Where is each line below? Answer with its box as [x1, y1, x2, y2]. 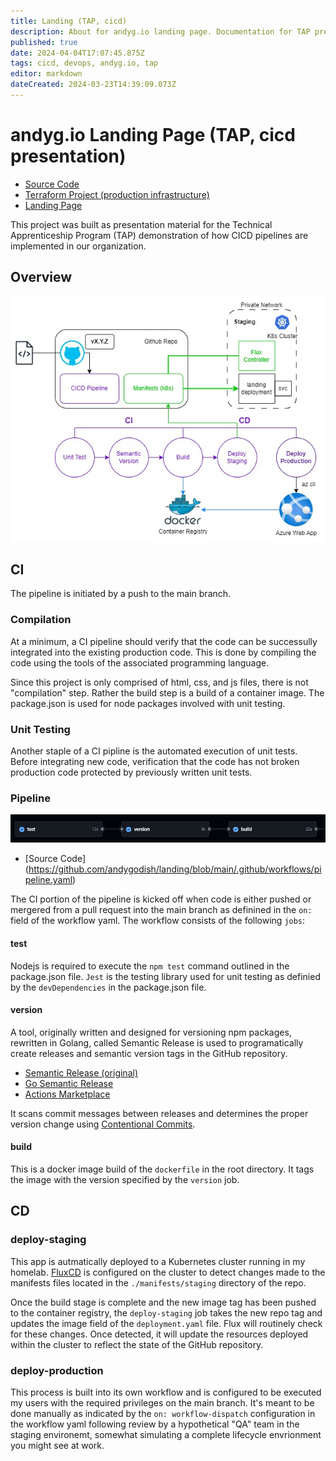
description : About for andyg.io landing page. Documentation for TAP [10, 26, 311, 37]
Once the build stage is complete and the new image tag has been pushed [10, 1296, 317, 1308]
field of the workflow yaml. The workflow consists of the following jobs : [10, 915, 306, 927]
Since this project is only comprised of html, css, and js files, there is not [10, 676, 309, 688]
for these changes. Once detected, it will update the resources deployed [10, 1328, 309, 1340]
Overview [10, 269, 73, 286]
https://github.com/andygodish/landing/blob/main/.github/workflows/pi [28, 863, 322, 875]
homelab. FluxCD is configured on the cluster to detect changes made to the [10, 1266, 326, 1278]
